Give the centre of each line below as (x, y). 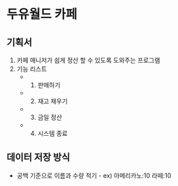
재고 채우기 (52, 101)
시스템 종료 (52, 133)
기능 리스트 (32, 69)
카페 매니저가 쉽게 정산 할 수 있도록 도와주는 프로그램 (88, 60)
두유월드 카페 (42, 14)
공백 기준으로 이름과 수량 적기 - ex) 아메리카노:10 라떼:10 (94, 176)
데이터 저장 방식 (38, 157)
